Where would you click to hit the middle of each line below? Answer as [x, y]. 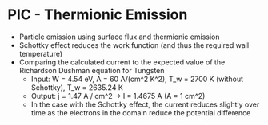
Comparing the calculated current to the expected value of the [122, 62]
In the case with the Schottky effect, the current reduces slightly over [145, 104]
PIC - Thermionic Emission [98, 15]
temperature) [41, 53]
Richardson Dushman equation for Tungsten [92, 70]
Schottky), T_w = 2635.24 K [77, 87]
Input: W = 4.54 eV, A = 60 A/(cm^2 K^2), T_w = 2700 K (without [137, 79]
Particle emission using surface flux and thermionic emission [119, 37]
